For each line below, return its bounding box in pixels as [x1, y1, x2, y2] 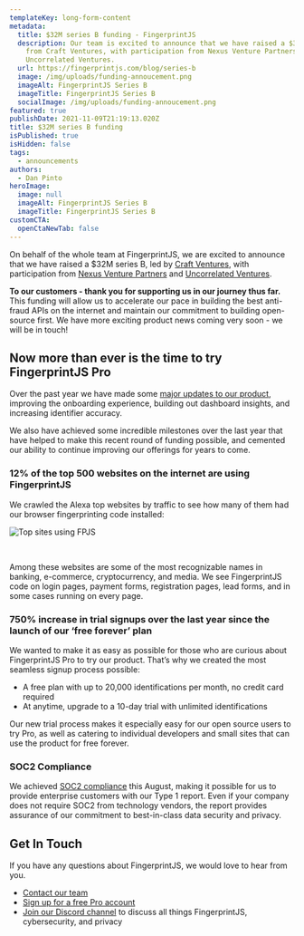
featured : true [9, 106, 67, 115]
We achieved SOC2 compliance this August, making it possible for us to [9, 781, 277, 792]
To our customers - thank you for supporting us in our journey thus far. [9, 285, 281, 296]
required [22, 690, 55, 702]
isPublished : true [9, 131, 79, 140]
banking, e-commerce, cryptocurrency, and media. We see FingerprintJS [9, 571, 282, 582]
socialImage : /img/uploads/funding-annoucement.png [17, 97, 217, 107]
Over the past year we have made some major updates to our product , [9, 389, 271, 400]
